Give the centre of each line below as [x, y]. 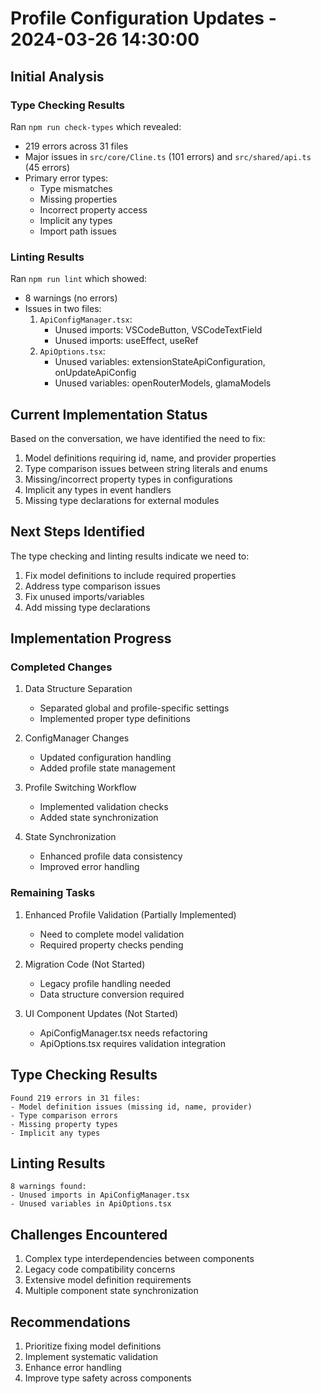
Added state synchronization [99, 818]
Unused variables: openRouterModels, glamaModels [163, 383]
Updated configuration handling [105, 758]
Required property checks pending [111, 944]
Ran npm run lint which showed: [78, 279]
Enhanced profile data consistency [111, 856]
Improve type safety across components [108, 1378]
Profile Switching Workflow [80, 788]
